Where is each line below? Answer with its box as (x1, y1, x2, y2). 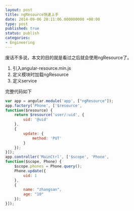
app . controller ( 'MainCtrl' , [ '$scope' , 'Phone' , (5, 154, 109, 160)
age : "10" (23, 192, 44, 197)
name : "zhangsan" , (23, 187, 62, 192)
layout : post (5, 7, 33, 13)
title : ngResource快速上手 (5, 12, 59, 17)
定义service (12, 77, 37, 83)
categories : (5, 36, 30, 41)
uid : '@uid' (23, 117, 49, 122)
